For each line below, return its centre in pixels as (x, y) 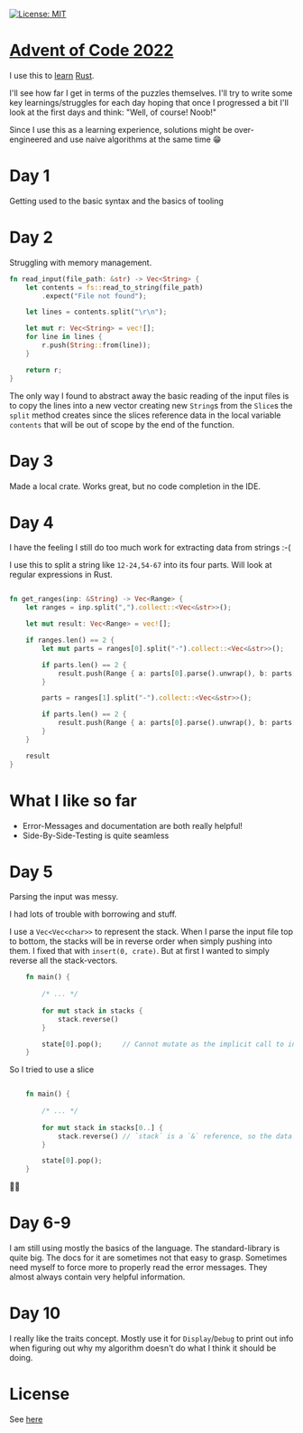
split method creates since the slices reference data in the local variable (145, 415)
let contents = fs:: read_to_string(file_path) (115, 288)
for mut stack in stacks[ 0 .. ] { (103, 1127)
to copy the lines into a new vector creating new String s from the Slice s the (151, 405)
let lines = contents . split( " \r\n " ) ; (96, 312)
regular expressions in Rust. (61, 575)
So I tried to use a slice (52, 1070)
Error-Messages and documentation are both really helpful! (133, 825)
